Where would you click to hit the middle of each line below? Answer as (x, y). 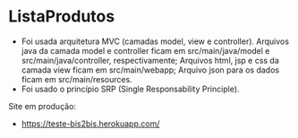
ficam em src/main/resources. (77, 79)
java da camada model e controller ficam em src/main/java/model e (145, 50)
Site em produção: (43, 106)
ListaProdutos (62, 17)
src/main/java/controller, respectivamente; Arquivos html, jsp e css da (150, 60)
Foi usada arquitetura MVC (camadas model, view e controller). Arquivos (155, 41)
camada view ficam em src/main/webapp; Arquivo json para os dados (150, 70)
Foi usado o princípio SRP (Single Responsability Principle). (130, 89)
